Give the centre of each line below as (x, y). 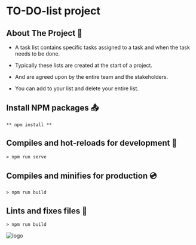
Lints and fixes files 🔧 (47, 211)
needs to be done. (37, 54)
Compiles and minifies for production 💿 (82, 176)
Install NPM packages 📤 (53, 108)
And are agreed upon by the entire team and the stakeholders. (91, 77)
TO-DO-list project (53, 11)
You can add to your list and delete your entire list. (77, 88)
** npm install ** (29, 125)
